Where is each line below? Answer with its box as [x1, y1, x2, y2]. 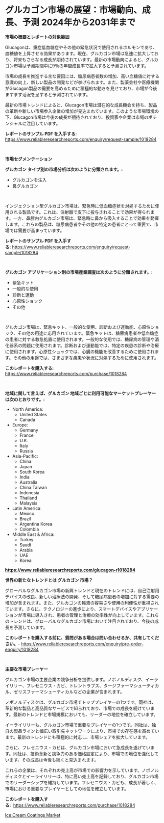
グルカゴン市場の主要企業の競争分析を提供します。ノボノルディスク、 [5, 676, 145, 682]
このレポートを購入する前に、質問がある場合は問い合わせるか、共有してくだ [5, 635, 159, 640]
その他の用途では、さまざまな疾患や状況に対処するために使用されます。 [13, 354, 159, 361]
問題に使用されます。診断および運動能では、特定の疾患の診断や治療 [22, 342, 159, 348]
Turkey [19, 536, 34, 542]
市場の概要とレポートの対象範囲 [5, 34, 70, 40]
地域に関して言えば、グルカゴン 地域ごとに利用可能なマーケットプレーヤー [5, 390, 156, 396]
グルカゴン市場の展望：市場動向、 [5, 4, 142, 16]
